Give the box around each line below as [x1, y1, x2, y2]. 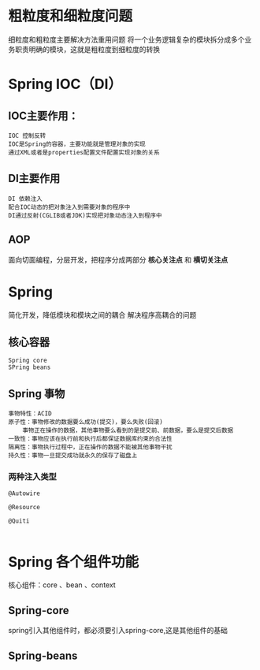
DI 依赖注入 [8, 195, 43, 203]
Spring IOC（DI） [8, 76, 123, 93]
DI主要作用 [8, 172, 61, 185]
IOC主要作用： [8, 109, 79, 122]
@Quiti [8, 517, 30, 525]
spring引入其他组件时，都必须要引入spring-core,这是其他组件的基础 [8, 626, 228, 635]
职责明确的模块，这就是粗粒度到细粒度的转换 [14, 44, 160, 54]
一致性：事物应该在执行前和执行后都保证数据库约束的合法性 [8, 435, 173, 443]
